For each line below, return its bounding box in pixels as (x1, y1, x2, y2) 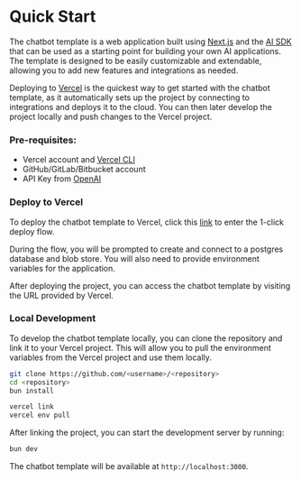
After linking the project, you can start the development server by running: (9, 427, 285, 438)
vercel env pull (9, 411, 70, 420)
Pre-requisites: (9, 134, 77, 146)
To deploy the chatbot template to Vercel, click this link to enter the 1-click (9, 217, 284, 227)
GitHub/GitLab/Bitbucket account (22, 164, 146, 175)
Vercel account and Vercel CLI (22, 154, 135, 165)
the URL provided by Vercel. (9, 290, 114, 300)
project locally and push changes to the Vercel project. (9, 111, 213, 122)
